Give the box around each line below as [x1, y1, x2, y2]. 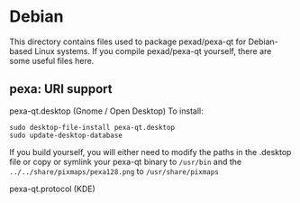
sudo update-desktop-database [9, 131, 123, 140]
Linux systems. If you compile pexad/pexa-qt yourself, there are [34, 45, 272, 56]
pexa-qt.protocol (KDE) [9, 183, 96, 194]
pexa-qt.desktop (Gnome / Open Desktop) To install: [9, 106, 205, 116]
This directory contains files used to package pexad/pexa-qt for [9, 36, 247, 47]
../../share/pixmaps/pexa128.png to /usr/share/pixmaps [9, 165, 219, 177]
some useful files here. [9, 55, 95, 66]
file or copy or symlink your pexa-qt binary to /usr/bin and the [9, 156, 241, 167]
